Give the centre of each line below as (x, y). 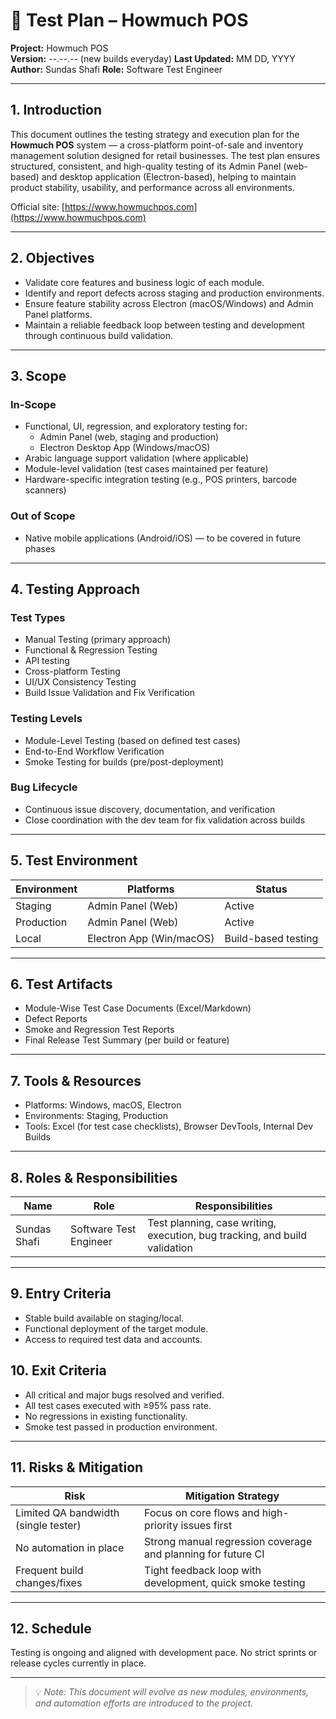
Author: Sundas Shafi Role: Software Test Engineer (116, 69)
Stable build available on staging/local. (104, 1318)
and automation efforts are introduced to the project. (144, 1703)
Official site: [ (37, 206)
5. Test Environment (74, 860)
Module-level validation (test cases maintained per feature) (146, 469)
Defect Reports (56, 1019)
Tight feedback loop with (203, 1570)
